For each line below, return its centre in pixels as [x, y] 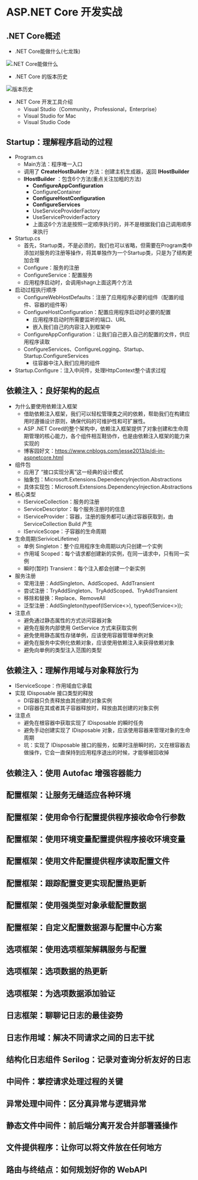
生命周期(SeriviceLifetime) [47, 538]
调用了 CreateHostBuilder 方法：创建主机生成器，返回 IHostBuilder [106, 171]
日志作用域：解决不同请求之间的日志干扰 [80, 1037]
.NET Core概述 [33, 36]
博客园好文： [39, 451]
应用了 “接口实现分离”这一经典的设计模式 [73, 472]
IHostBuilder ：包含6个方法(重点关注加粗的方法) [82, 179]
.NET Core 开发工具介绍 [44, 102]
